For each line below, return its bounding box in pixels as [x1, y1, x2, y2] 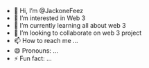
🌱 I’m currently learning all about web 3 [13, 22, 126, 29]
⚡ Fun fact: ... [13, 54, 52, 62]
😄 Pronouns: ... [13, 46, 59, 55]
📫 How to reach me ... [13, 37, 78, 44]
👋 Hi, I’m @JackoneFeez [13, 7, 84, 15]
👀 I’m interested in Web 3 [13, 14, 86, 22]
